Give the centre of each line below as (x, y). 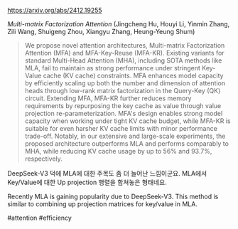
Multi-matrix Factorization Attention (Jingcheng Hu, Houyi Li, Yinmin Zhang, (119, 24)
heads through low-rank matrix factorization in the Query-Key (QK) (123, 91)
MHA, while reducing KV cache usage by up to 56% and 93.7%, (118, 151)
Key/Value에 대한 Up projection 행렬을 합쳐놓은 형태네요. (87, 182)
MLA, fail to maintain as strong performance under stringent (113, 68)
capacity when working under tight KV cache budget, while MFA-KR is (128, 121)
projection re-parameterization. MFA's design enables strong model (124, 113)
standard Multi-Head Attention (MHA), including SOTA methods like (123, 60)
